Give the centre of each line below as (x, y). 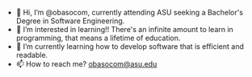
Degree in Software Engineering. (70, 21)
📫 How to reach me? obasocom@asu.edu (86, 64)
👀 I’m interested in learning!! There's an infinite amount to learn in (125, 29)
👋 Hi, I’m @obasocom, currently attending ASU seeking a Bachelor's (130, 12)
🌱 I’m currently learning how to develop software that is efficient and (130, 47)
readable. (32, 55)
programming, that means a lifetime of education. (98, 38)
